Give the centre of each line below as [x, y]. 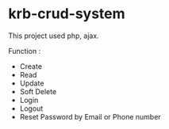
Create [31, 66]
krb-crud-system [67, 14]
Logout [31, 108]
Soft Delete [38, 91]
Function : [25, 51]
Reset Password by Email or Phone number [90, 116]
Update [32, 83]
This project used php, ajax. [54, 36]
